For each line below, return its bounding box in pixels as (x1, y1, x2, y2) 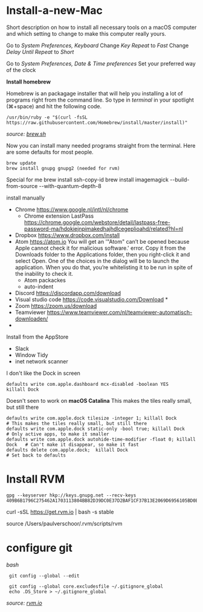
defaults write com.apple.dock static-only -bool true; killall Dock (6, 426, 185, 432)
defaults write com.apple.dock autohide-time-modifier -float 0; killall (6, 436, 196, 442)
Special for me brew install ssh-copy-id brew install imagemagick (6, 176, 169, 183)
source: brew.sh (6, 130, 47, 137)
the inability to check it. (14, 270, 74, 277)
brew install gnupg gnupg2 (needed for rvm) (6, 165, 120, 171)
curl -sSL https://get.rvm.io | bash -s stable (6, 508, 114, 515)
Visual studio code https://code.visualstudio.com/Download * (14, 296, 168, 303)
